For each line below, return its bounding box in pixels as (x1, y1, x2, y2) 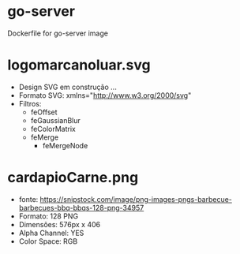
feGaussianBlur (30, 115, 81, 125)
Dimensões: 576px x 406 (18, 219, 100, 229)
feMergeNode (42, 140, 88, 150)
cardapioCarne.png (7, 169, 139, 187)
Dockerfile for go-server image (7, 28, 108, 38)
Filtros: (18, 99, 42, 108)
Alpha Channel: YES (18, 228, 84, 237)
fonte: (18, 194, 39, 204)
